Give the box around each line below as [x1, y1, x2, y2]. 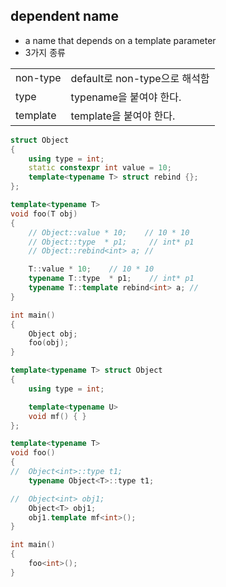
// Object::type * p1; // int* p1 [28, 237, 195, 247]
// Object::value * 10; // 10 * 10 [28, 227, 190, 238]
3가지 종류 [24, 46, 66, 58]
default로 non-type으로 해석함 [70, 71, 210, 85]
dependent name [10, 8, 119, 25]
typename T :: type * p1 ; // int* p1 [28, 274, 195, 284]
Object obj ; [28, 329, 78, 339]
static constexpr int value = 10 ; [28, 163, 172, 173]
